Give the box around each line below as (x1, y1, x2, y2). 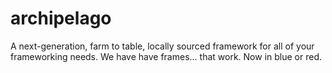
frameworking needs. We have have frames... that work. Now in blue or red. (10, 50, 322, 62)
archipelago (10, 7, 112, 30)
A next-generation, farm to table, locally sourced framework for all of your (10, 40, 315, 52)
